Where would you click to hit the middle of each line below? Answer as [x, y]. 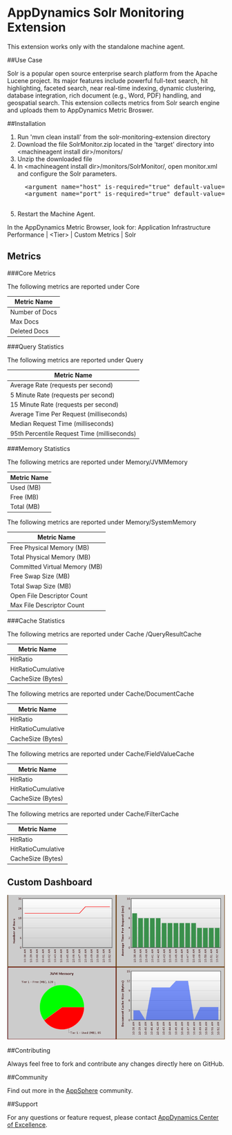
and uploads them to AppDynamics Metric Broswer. [80, 110]
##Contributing [29, 1051]
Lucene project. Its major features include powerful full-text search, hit [108, 80]
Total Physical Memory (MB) [50, 557]
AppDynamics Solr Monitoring [96, 13]
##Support [22, 1104]
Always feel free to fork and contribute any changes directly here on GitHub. [116, 1064]
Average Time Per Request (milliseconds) [69, 414]
